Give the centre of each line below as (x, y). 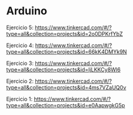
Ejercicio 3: (20, 63)
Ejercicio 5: (20, 27)
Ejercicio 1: (19, 99)
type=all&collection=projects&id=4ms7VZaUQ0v (66, 87)
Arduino (27, 11)
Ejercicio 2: (20, 81)
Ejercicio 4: (20, 45)
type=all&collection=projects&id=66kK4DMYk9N (66, 51)
